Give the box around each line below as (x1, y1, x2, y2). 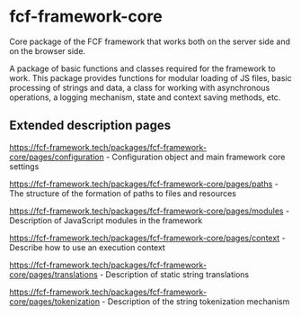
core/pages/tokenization (9, 295, 101, 307)
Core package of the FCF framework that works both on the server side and (9, 36, 290, 47)
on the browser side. (9, 45, 86, 56)
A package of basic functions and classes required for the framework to (9, 63, 276, 74)
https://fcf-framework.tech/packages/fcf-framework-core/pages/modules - (9, 205, 290, 216)
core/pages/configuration (9, 151, 105, 162)
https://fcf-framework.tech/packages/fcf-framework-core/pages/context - (9, 232, 286, 243)
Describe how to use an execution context (9, 241, 166, 253)
